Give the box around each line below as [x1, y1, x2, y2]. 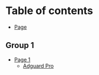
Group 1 [5, 40, 35, 50]
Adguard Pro [22, 62, 54, 69]
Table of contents [5, 4, 94, 18]
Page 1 [14, 56, 31, 63]
